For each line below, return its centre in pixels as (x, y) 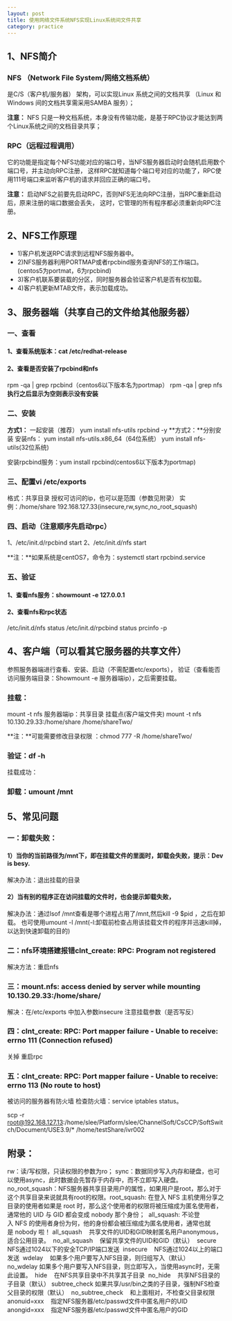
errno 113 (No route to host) (54, 1085)
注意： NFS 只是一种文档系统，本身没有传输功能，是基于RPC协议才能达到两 (115, 118)
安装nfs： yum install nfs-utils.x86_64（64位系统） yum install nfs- (110, 438)
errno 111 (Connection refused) (60, 1040)
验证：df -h (26, 756)
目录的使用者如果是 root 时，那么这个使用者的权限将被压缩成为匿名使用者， (115, 1205)
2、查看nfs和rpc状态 (37, 612)
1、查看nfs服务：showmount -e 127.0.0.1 (66, 595)
